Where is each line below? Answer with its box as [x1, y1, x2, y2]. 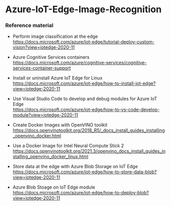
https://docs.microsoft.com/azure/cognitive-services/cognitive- [12, 60, 147, 66]
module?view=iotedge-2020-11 [12, 112, 78, 118]
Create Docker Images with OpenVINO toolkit [12, 122, 108, 128]
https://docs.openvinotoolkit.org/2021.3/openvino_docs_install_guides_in [12, 148, 166, 154]
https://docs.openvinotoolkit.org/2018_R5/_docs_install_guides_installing [12, 127, 165, 133]
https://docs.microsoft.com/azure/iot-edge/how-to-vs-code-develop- [12, 106, 160, 113]
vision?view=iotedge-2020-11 [12, 44, 75, 51]
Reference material [5, 22, 53, 29]
